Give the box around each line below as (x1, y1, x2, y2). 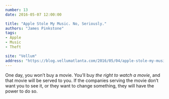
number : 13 (5, 7, 28, 13)
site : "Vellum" (5, 53, 37, 58)
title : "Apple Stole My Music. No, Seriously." (5, 21, 107, 26)
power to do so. (5, 88, 38, 94)
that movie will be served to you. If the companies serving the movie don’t (5, 77, 158, 83)
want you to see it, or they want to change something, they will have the (5, 82, 154, 88)
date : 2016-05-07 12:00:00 (5, 12, 62, 17)
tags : (5, 31, 17, 36)
